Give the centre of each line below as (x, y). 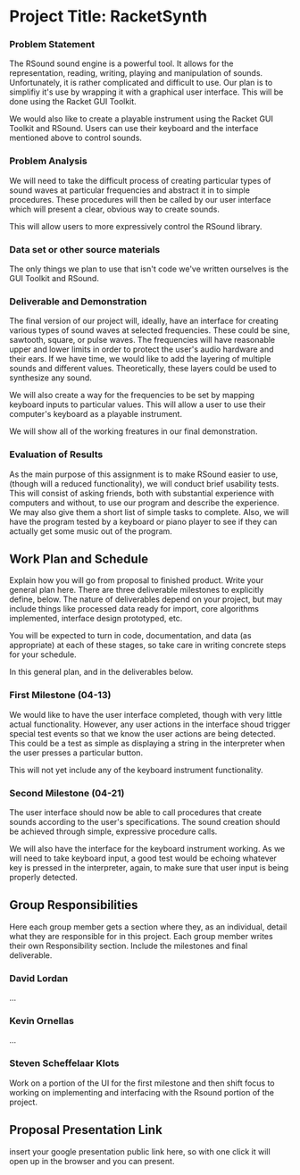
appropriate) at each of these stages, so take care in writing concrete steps (148, 646)
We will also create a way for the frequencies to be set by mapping (132, 396)
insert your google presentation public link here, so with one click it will (140, 1151)
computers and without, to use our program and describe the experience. (144, 503)
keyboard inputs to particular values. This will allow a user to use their (137, 404)
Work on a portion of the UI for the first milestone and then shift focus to (142, 1083)
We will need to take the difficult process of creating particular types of (140, 180)
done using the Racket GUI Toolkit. (73, 102)
